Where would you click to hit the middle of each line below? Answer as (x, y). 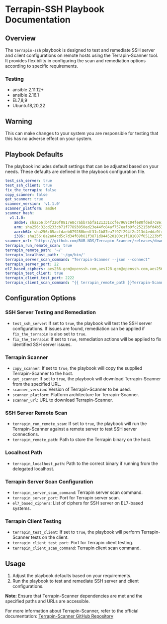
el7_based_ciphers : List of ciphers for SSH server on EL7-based (78, 503)
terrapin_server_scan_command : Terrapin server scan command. (78, 492)
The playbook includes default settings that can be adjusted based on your (82, 166)
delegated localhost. (33, 468)
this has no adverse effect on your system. (49, 139)
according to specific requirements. (42, 66)
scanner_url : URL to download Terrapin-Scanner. (63, 400)
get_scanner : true (24, 199)
